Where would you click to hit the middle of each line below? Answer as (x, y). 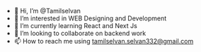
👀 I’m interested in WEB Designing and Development (90, 18)
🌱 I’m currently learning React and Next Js (76, 26)
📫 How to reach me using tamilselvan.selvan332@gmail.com (104, 41)
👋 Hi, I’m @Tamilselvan (47, 11)
